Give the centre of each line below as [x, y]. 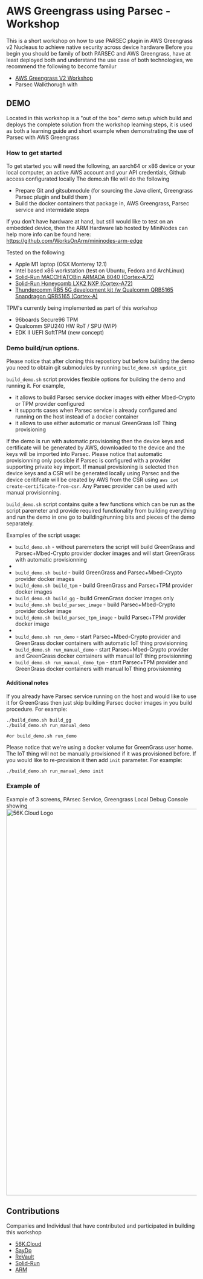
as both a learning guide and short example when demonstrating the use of [100, 130]
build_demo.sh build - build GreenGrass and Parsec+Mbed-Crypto [98, 572]
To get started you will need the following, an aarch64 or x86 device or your [101, 166]
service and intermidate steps [52, 210]
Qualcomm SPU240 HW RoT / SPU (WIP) [66, 326]
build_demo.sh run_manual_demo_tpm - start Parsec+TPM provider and [101, 662]
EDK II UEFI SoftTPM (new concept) [60, 333]
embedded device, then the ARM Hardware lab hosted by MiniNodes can [97, 228]
